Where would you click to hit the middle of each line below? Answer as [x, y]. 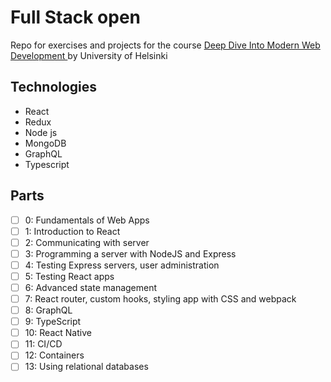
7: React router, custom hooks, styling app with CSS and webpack [160, 299]
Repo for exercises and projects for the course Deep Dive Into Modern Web [165, 45]
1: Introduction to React [72, 231]
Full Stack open [75, 17]
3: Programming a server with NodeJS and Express [130, 253]
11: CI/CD [43, 344]
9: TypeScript [53, 322]
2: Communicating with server [87, 242]
